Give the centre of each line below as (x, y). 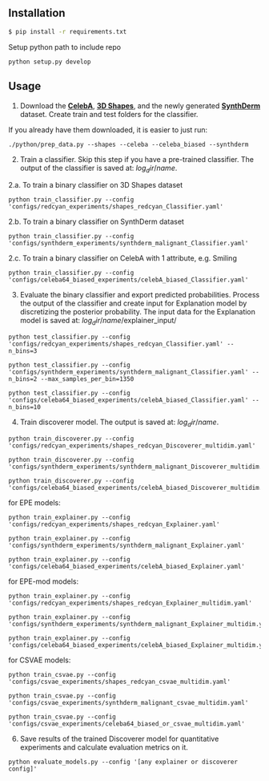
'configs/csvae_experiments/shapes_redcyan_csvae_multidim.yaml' (119, 682)
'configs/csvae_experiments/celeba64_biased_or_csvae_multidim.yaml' (127, 724)
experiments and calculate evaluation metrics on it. (104, 747)
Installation (37, 13)
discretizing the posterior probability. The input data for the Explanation (138, 312)
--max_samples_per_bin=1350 (87, 379)
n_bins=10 (25, 407)
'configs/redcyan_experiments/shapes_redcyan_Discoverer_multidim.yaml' (132, 445)
